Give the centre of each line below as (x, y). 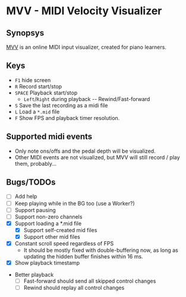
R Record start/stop (38, 86)
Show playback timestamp (47, 263)
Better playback (34, 275)
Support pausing (35, 210)
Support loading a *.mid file (48, 223)
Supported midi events (49, 137)
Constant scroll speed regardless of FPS (64, 243)
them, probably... (36, 163)
